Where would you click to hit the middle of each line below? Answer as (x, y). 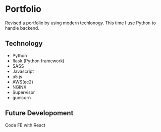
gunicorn (22, 97)
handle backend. (22, 28)
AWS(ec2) (23, 82)
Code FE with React (25, 125)
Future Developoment (39, 113)
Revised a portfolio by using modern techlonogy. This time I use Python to (80, 23)
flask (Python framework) (38, 61)
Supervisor (24, 92)
